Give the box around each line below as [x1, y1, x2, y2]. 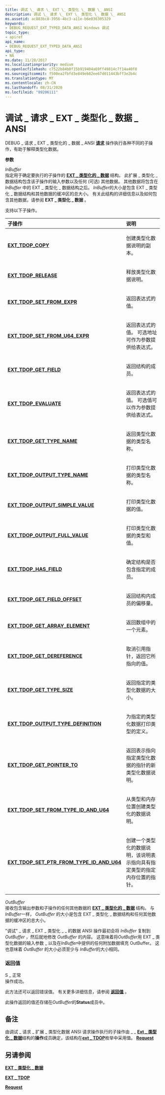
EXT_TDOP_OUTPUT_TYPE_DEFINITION [7, 720, 102, 727]
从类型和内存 [126, 796, 156, 803]
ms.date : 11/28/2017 [5, 58, 48, 63]
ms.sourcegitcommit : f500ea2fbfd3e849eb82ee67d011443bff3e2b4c [5, 71, 137, 76]
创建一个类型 [126, 837, 156, 844]
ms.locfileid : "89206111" [5, 90, 58, 95]
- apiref [5, 35, 23, 40]
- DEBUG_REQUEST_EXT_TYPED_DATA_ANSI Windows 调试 [5, 26, 110, 31]
